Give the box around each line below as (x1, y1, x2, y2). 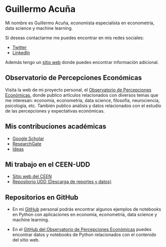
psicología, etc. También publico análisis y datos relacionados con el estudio (5, 103, 162, 109)
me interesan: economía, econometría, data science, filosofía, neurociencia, (5, 97, 160, 103)
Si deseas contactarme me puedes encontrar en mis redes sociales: (5, 35, 144, 41)
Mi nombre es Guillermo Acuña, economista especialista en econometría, (5, 20, 155, 26)
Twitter (12, 44, 27, 50)
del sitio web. (12, 237, 40, 243)
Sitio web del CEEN (12, 174, 52, 180)
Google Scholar (12, 135, 45, 141)
